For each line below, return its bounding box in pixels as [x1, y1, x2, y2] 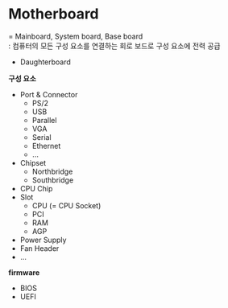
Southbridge [31, 175, 74, 185]
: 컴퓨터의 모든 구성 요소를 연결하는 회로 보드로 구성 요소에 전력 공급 [8, 41, 221, 51]
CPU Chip [19, 183, 53, 193]
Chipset [19, 158, 47, 167]
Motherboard [8, 5, 99, 23]
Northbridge [31, 166, 73, 176]
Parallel [31, 115, 57, 125]
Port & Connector [19, 89, 78, 99]
